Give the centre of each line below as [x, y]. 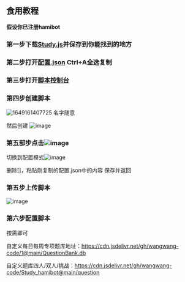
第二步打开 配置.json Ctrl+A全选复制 [59, 62]
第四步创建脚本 [28, 98]
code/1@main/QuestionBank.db [46, 253]
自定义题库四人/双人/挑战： [41, 265]
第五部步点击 [25, 143]
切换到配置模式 [25, 157]
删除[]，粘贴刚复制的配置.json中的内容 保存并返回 [69, 171]
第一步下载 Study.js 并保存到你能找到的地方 [69, 44]
